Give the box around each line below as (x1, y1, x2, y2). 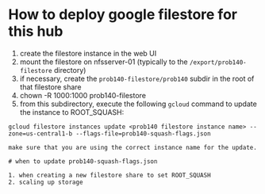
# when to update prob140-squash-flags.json (8, 157, 158, 165)
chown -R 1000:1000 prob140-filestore (19, 90, 147, 100)
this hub (8, 22, 63, 40)
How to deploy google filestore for (8, 6, 238, 24)
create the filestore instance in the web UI (19, 48, 157, 58)
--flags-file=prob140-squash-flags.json (75, 129, 212, 138)
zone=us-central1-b (8, 129, 73, 138)
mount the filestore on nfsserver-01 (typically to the (19, 57, 188, 67)
